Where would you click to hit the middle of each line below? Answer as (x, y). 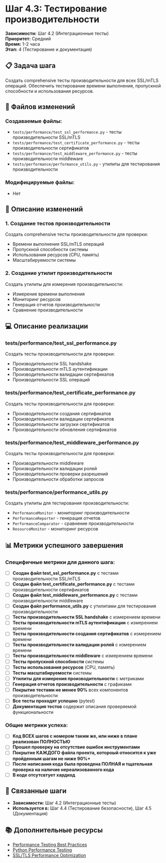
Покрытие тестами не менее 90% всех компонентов (70, 690)
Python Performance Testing (42, 850)
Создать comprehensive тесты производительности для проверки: (76, 235)
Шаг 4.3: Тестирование (56, 9)
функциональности (33, 712)
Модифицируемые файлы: (40, 182)
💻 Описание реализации (47, 326)
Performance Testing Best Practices (50, 845)
